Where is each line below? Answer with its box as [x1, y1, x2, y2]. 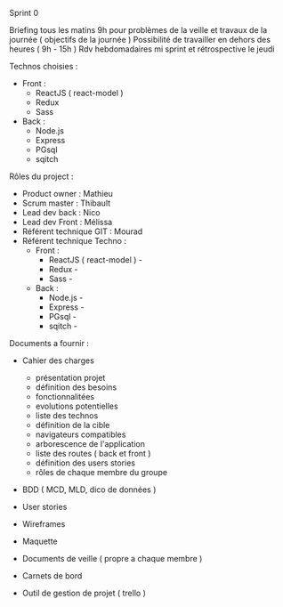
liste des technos [35, 410, 99, 421]
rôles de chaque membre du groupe [35, 467, 167, 477]
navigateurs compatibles [35, 429, 126, 440]
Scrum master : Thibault [21, 198, 111, 208]
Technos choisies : [9, 61, 78, 71]
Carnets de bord [21, 571, 83, 581]
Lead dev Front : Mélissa [21, 217, 113, 227]
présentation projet [35, 373, 106, 383]
